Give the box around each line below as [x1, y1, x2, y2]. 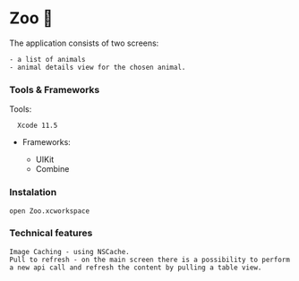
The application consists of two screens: [9, 38, 159, 48]
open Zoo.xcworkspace [9, 206, 90, 216]
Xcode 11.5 [17, 121, 58, 131]
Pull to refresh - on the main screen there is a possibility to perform [9, 255, 291, 264]
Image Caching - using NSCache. [9, 247, 130, 256]
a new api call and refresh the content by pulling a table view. [9, 263, 262, 272]
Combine [35, 164, 70, 175]
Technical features [9, 227, 93, 240]
